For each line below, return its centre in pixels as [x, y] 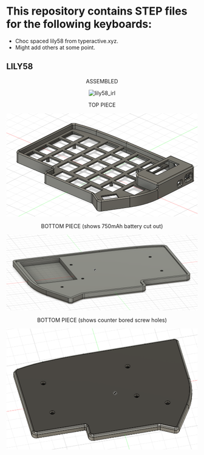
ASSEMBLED [102, 81]
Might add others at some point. [55, 47]
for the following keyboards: [79, 24]
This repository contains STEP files [97, 11]
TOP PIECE [102, 105]
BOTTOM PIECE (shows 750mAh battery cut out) [102, 226]
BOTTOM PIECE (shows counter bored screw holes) [102, 320]
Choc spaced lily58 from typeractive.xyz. [66, 41]
